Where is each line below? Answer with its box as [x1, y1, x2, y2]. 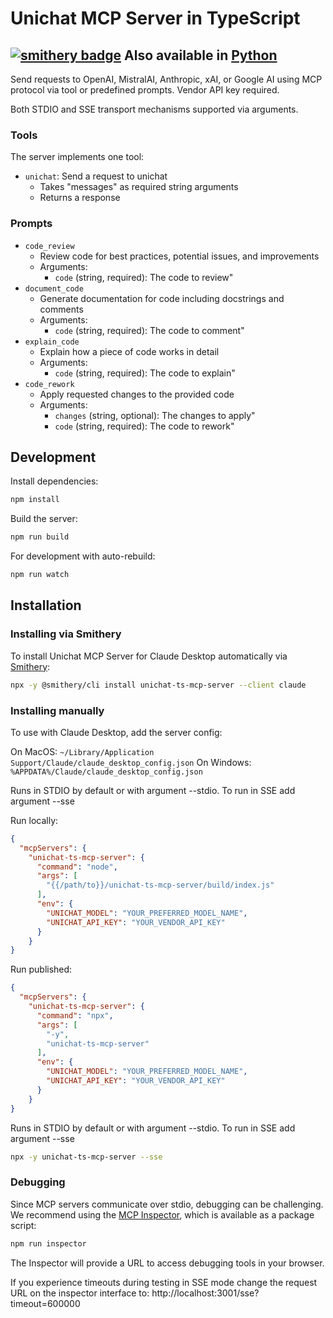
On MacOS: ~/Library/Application [10, 745, 155, 757]
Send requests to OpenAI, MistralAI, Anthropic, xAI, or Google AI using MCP [10, 73, 323, 85]
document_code [24, 283, 84, 294]
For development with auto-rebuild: [10, 550, 156, 562]
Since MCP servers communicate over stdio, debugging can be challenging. [10, 1198, 324, 1210]
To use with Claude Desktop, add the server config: [10, 726, 223, 738]
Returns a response [39, 192, 121, 204]
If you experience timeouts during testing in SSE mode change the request [10, 1276, 318, 1288]
